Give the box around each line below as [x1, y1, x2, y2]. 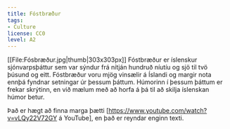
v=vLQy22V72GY [7, 114, 58, 123]
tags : [7, 17, 23, 24]
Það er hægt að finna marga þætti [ [7, 107, 109, 115]
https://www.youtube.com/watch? [108, 107, 207, 115]
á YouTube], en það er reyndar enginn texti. [58, 114, 184, 123]
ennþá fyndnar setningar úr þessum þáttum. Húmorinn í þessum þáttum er [7, 78, 223, 86]
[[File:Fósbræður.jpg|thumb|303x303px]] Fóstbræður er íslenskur [7, 55, 198, 64]
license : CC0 [7, 29, 46, 37]
